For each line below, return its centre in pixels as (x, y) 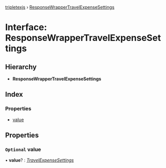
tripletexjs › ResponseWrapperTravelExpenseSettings (60, 7)
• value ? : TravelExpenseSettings (39, 160)
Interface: (26, 27)
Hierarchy (21, 67)
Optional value (23, 149)
